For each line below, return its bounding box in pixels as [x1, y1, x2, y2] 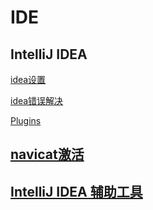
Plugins [10, 115, 42, 126]
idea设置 [10, 74, 47, 85]
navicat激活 [10, 146, 85, 163]
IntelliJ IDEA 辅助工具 [10, 183, 143, 200]
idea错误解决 [10, 95, 64, 106]
